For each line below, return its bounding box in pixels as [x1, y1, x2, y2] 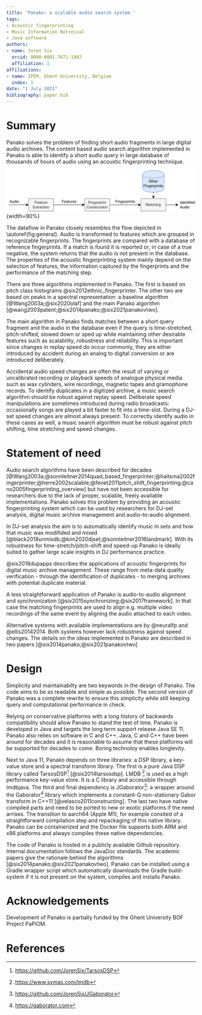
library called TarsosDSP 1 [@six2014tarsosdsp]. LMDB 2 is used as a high [6, 769, 188, 777]
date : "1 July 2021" [6, 86, 58, 92]
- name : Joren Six [6, 48, 52, 54]
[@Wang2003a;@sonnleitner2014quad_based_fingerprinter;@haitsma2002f [6, 472, 195, 480]
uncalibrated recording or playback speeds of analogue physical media [6, 374, 183, 381]
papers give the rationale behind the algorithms [6, 854, 124, 861]
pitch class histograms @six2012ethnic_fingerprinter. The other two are [6, 286, 183, 294]
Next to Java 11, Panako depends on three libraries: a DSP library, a [6, 756, 173, 764]
